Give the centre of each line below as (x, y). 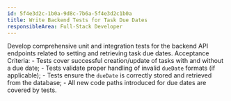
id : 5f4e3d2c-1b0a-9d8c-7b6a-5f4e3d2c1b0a (70, 13)
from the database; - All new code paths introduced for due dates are (107, 83)
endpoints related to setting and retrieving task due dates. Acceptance (109, 53)
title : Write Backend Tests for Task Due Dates (78, 20)
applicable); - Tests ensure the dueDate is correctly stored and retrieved (110, 75)
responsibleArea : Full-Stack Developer (65, 26)
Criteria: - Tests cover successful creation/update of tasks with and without (115, 61)
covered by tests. (32, 90)
